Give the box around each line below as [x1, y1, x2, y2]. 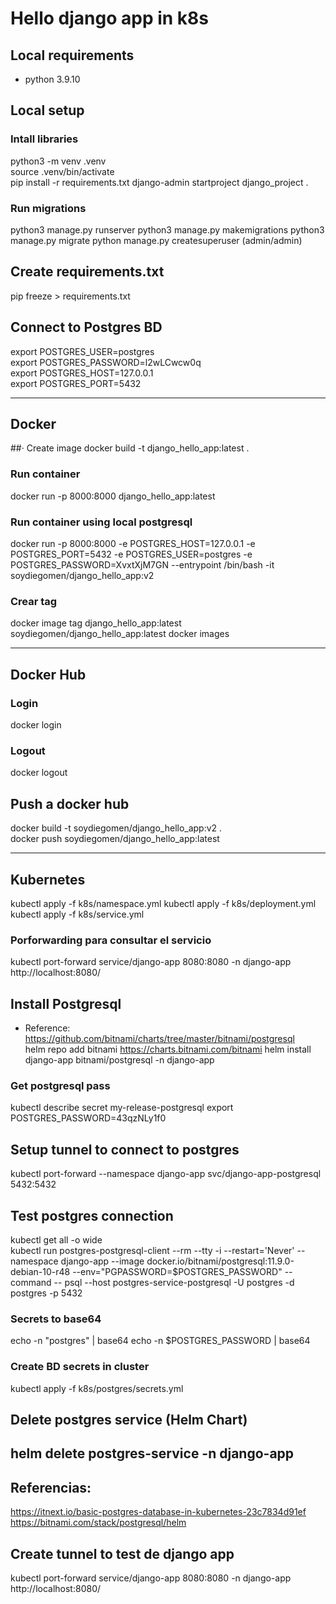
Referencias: [10, 1479, 92, 1496]
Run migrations [10, 201, 87, 215]
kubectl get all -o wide [10, 1233, 103, 1246]
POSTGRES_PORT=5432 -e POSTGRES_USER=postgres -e [10, 548, 253, 561]
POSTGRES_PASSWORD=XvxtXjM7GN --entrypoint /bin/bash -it [10, 559, 275, 571]
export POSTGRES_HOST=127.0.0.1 [10, 367, 154, 379]
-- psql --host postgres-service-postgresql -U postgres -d [53, 1276, 295, 1288]
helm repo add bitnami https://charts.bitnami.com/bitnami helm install [24, 1043, 312, 1056]
